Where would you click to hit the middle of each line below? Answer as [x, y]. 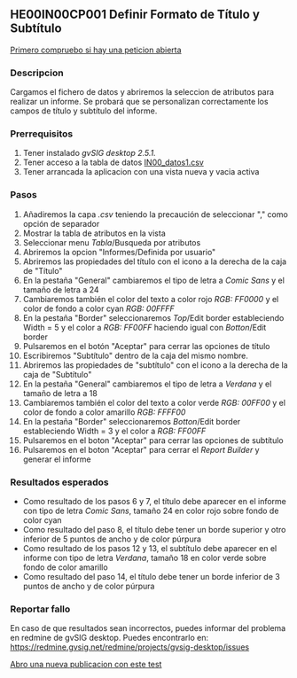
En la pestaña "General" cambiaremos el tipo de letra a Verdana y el [147, 384]
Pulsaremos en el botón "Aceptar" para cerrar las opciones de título [146, 346]
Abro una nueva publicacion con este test [86, 665]
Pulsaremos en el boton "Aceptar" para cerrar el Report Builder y [141, 449]
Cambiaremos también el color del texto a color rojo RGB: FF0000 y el [151, 299]
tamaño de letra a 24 [61, 289]
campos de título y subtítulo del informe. [84, 111]
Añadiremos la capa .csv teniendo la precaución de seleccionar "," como [156, 214]
